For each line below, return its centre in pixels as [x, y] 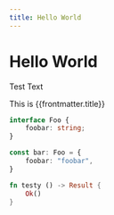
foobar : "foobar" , [59, 161]
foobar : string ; [56, 128]
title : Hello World [45, 17]
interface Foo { [39, 120]
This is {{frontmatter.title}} [57, 103]
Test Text [26, 87]
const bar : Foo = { [45, 153]
